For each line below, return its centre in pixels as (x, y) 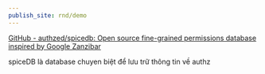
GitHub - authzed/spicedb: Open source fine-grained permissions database (132, 38)
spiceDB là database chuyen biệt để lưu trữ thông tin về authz (109, 61)
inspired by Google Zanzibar (55, 46)
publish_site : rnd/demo (48, 15)
